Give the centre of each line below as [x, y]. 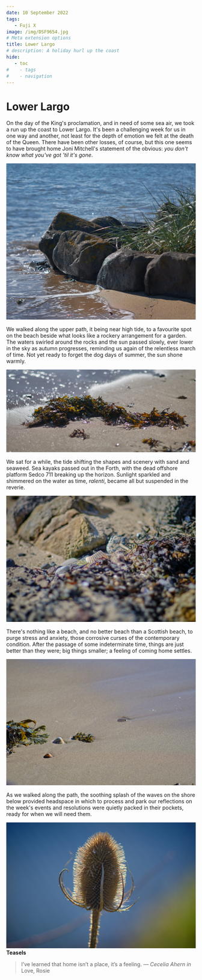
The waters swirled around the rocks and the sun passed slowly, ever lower [100, 342]
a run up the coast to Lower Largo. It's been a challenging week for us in [96, 130]
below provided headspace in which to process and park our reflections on [99, 801]
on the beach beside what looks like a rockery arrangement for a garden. [96, 336]
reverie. [16, 487]
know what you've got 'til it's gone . [50, 155]
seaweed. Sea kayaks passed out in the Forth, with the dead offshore [92, 468]
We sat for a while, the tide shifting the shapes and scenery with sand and [98, 462]
